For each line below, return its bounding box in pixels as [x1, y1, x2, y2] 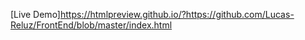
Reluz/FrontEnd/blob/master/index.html [10, 19, 173, 31]
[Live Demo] [10, 9, 61, 20]
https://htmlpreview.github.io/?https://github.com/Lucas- [59, 9, 295, 20]
